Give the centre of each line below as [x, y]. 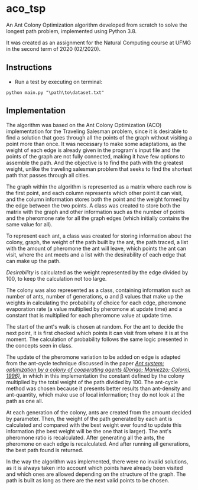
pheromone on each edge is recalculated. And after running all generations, [98, 444]
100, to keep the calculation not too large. [56, 278]
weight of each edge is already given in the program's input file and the [93, 150]
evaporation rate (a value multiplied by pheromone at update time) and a [94, 309]
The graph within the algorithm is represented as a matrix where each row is [99, 186]
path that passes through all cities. [48, 175]
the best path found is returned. [45, 450]
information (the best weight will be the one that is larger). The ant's [89, 431]
